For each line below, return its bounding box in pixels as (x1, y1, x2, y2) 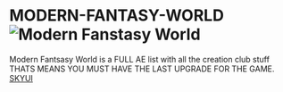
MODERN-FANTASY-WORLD (9, 5, 225, 26)
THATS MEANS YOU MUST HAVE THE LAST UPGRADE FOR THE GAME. (9, 63, 275, 74)
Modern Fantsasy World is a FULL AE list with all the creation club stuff (9, 54, 271, 64)
